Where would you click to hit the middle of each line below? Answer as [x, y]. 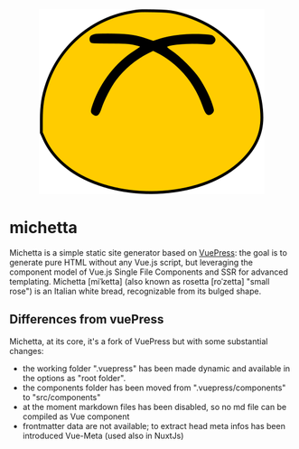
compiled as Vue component [76, 416]
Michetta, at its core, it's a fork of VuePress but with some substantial [139, 341]
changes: [27, 351]
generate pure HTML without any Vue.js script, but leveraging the [131, 262]
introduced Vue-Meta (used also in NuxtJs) [103, 435]
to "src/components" [61, 397]
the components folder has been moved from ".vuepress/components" [154, 388]
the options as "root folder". [74, 378]
